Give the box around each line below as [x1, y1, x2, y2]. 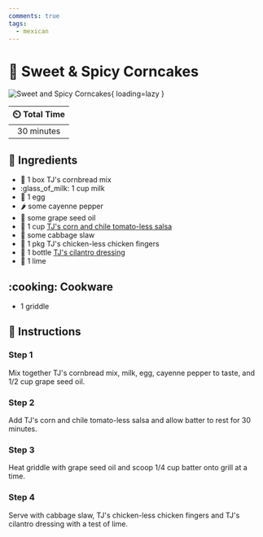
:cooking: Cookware [8, 280, 114, 294]
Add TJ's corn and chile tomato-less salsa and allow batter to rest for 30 [8, 415, 251, 425]
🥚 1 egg [20, 192, 46, 202]
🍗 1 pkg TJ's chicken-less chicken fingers [20, 239, 160, 249]
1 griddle [20, 301, 50, 311]
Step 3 [8, 444, 35, 456]
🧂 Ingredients [8, 153, 78, 167]
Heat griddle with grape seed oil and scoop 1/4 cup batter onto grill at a [8, 463, 248, 473]
